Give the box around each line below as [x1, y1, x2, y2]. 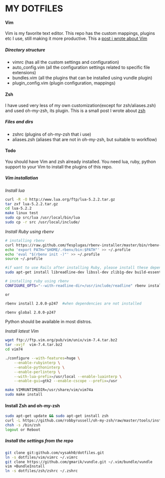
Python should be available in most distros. [5, 319, 92, 325]
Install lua [5, 187, 25, 193]
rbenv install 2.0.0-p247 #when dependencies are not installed [5, 301, 141, 306]
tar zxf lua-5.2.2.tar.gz [5, 201, 58, 206]
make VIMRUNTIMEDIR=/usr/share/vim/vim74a [5, 388, 93, 393]
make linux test [5, 211, 38, 216]
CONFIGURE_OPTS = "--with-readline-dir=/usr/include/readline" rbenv [5, 283, 146, 288]
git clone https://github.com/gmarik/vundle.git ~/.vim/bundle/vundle [5, 459, 153, 464]
